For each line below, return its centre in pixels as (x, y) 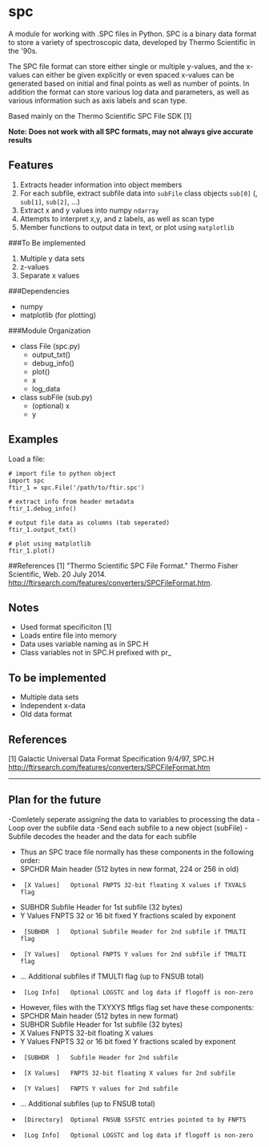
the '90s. (23, 51)
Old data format (46, 714)
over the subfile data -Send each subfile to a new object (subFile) (135, 828)
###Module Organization (50, 330)
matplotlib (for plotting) (58, 314)
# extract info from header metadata (71, 501)
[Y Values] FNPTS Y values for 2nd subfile (101, 1088)
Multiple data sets (49, 697)
